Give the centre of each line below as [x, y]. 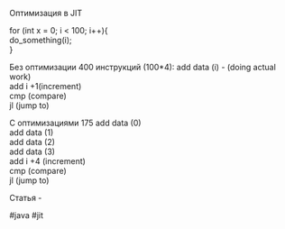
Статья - [26, 198]
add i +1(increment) [46, 86]
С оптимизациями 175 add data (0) [75, 123]
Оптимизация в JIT [46, 13]
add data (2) [32, 142]
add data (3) [32, 151]
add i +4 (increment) [47, 161]
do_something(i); [41, 40]
